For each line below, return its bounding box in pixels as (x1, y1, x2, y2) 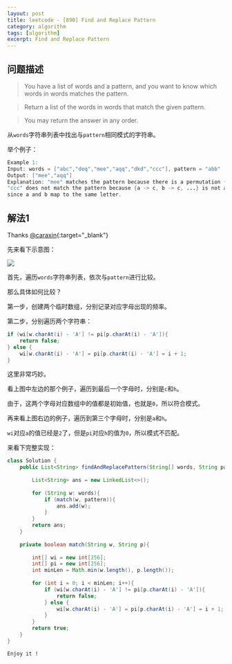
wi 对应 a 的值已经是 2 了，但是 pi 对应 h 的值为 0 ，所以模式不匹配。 (7, 429, 184, 437)
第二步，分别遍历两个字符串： (7, 317, 92, 325)
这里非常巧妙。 (7, 370, 50, 378)
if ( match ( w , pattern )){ (43, 496, 116, 503)
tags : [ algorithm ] (7, 29, 60, 37)
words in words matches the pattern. (23, 89, 129, 98)
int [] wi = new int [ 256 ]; (32, 554, 107, 561)
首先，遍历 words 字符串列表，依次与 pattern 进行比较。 (7, 273, 159, 281)
